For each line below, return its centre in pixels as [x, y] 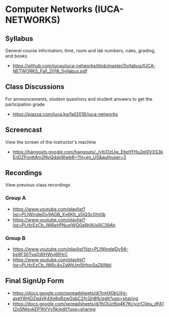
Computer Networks [49, 9]
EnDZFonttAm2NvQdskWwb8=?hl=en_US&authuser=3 [69, 157]
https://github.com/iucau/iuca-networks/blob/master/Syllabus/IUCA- [84, 66]
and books [16, 56]
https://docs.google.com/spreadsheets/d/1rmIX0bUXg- [70, 293]
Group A [16, 198]
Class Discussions [35, 87]
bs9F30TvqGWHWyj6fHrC [40, 255]
